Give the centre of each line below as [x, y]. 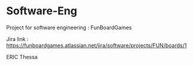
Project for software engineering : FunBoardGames [69, 27]
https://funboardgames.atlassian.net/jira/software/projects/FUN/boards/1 [96, 45]
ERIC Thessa [22, 57]
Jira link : [17, 39]
